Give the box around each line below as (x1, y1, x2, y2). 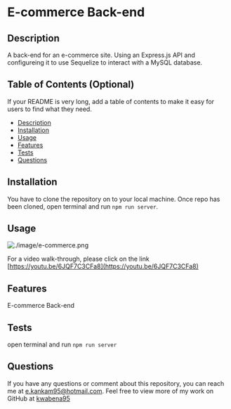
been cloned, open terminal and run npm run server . (7, 202, 159, 211)
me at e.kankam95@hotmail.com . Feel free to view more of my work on (7, 387, 214, 395)
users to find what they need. (7, 105, 93, 113)
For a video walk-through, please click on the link (7, 254, 150, 264)
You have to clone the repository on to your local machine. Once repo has (7, 195, 220, 203)
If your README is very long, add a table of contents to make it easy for (7, 97, 215, 105)
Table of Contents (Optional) (7, 79, 135, 91)
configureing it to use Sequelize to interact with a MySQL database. (7, 58, 202, 67)
